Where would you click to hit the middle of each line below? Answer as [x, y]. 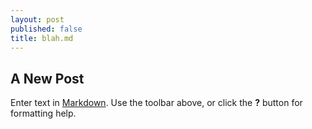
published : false [46, 29]
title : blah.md [42, 38]
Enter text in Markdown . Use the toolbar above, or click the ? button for [156, 103]
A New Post [47, 78]
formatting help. [43, 113]
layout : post [37, 19]
